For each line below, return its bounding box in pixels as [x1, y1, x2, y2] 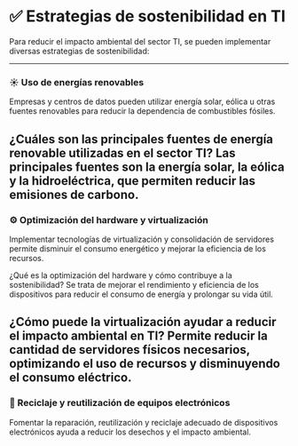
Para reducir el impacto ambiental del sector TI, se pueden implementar [9, 36, 271, 46]
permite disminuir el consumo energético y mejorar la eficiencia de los [9, 243, 266, 254]
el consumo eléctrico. [9, 370, 132, 386]
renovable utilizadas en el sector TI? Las [9, 145, 237, 161]
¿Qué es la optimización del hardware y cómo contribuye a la [9, 269, 232, 281]
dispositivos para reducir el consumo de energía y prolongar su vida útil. [9, 289, 273, 299]
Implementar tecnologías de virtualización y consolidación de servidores [9, 234, 275, 244]
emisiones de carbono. [9, 187, 139, 202]
